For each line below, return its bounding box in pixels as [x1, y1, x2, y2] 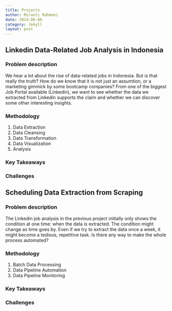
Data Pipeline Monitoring [12, 272, 65, 278]
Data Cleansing [12, 130, 45, 136]
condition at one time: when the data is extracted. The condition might [5, 221, 154, 227]
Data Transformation [12, 135, 56, 141]
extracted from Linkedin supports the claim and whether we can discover [5, 94, 160, 100]
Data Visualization [12, 140, 51, 147]
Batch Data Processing [12, 261, 62, 267]
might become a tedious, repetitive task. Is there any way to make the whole [5, 232, 166, 238]
